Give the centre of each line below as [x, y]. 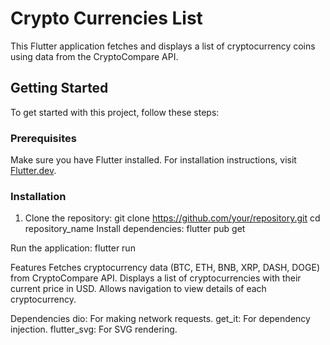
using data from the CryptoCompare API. [94, 56]
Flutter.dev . [33, 171]
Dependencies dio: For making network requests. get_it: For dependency [160, 319]
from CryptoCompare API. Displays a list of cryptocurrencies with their [156, 278]
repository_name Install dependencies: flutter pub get [135, 229]
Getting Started [59, 88]
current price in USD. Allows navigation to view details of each [138, 289]
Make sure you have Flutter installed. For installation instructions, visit [153, 160]
